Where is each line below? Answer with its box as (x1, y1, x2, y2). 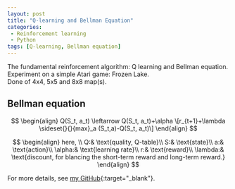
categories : (7, 23, 42, 30)
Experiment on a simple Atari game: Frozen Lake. (7, 70, 150, 78)
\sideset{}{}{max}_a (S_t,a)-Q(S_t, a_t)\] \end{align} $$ (38, 124, 198, 133)
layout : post (7, 10, 46, 18)
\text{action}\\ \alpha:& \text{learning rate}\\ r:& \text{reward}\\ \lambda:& (12, 145, 224, 154)
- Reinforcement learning (10, 30, 87, 37)
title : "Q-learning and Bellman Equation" (7, 17, 134, 24)
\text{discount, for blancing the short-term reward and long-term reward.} (11, 152, 226, 161)
